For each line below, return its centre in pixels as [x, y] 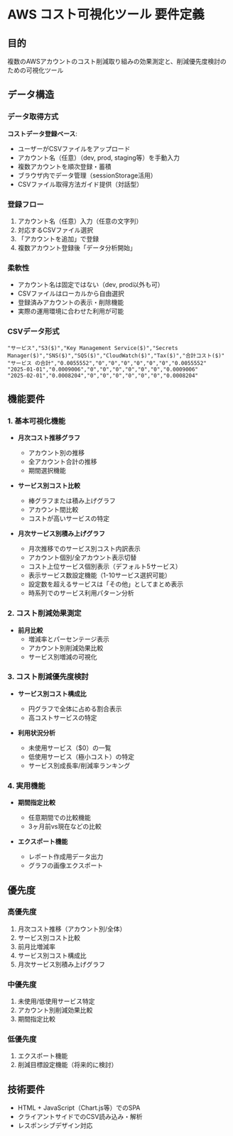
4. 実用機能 [26, 785]
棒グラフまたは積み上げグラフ [72, 501]
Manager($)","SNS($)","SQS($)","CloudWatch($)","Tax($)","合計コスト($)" [116, 356]
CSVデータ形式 [33, 332]
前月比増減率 [36, 946]
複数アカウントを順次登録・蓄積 [64, 166]
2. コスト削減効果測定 [44, 613]
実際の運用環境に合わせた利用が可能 [71, 311]
